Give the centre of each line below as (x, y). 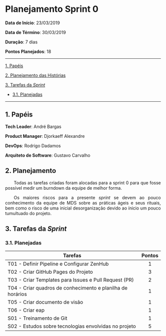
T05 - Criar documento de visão (45, 302)
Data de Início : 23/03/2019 (33, 23)
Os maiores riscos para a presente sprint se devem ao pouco (87, 197)
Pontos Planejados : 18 (28, 51)
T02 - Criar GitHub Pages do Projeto (50, 272)
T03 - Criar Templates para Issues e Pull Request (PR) (71, 280)
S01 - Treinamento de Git (38, 318)
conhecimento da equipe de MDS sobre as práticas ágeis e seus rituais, (83, 203)
